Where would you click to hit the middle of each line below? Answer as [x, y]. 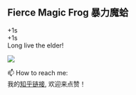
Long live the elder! [36, 45]
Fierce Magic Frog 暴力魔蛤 [68, 13]
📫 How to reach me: [38, 72]
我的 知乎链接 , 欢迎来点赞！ [47, 84]
